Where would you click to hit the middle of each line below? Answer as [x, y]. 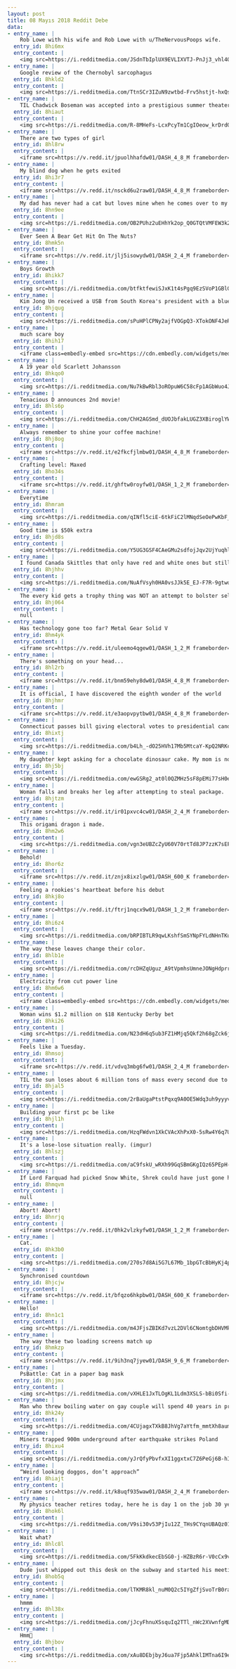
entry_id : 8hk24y [39, 1413]
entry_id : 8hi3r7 [39, 177]
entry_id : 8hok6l [39, 1511]
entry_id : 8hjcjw [39, 1282]
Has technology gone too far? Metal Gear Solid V [94, 629]
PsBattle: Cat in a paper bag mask [72, 1374]
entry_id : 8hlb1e [39, 955]
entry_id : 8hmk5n [39, 243]
